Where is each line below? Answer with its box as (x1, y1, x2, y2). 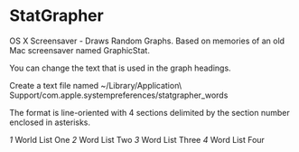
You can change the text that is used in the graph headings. (9, 62, 232, 73)
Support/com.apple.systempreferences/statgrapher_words (9, 90, 229, 100)
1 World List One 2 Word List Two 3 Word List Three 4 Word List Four (9, 134, 265, 145)
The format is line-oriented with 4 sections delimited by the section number (9, 107, 291, 118)
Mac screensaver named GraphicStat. (9, 44, 151, 55)
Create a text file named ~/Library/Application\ (9, 80, 182, 90)
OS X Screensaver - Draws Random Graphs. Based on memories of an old (9, 35, 285, 46)
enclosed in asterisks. (9, 117, 91, 128)
